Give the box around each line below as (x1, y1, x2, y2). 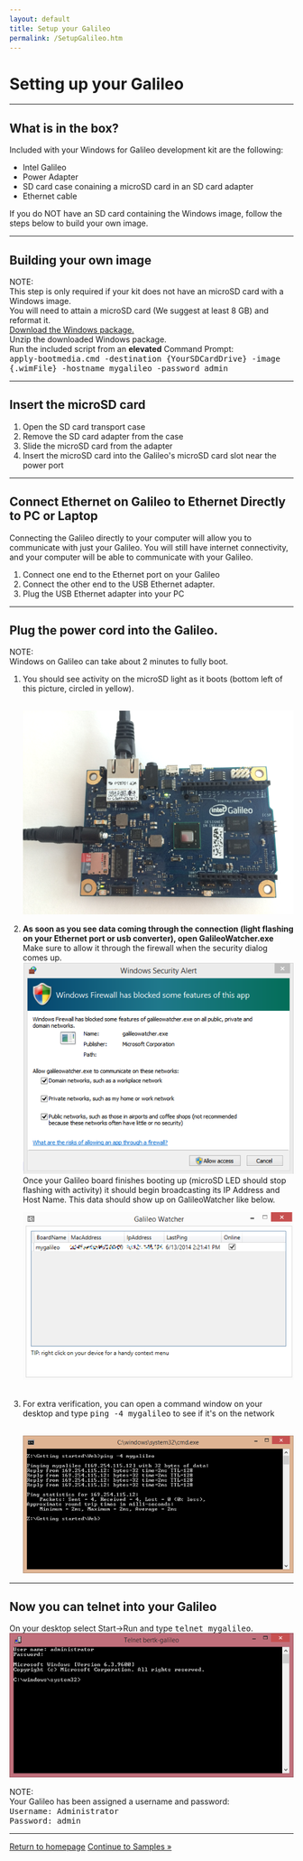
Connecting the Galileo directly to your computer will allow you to (9, 532, 252, 543)
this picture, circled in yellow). (22, 683, 134, 694)
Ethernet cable (22, 190, 78, 202)
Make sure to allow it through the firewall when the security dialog (22, 942, 268, 953)
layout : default (9, 14, 70, 23)
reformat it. (9, 314, 51, 325)
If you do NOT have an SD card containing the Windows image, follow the (9, 208, 282, 219)
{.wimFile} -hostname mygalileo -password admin (9, 363, 228, 374)
